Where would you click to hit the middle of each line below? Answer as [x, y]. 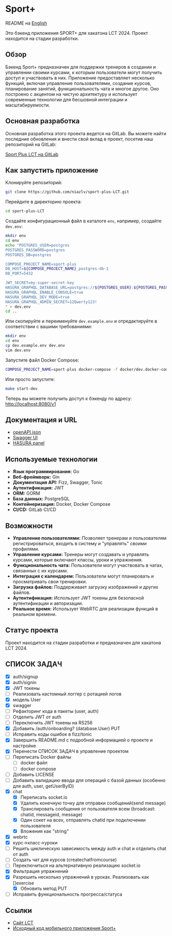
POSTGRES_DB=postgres [28, 255]
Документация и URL [41, 420]
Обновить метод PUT [44, 888]
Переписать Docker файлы [42, 757]
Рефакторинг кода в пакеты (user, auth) [56, 711]
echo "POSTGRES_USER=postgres [38, 245]
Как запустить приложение [52, 170]
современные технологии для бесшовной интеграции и [67, 99]
